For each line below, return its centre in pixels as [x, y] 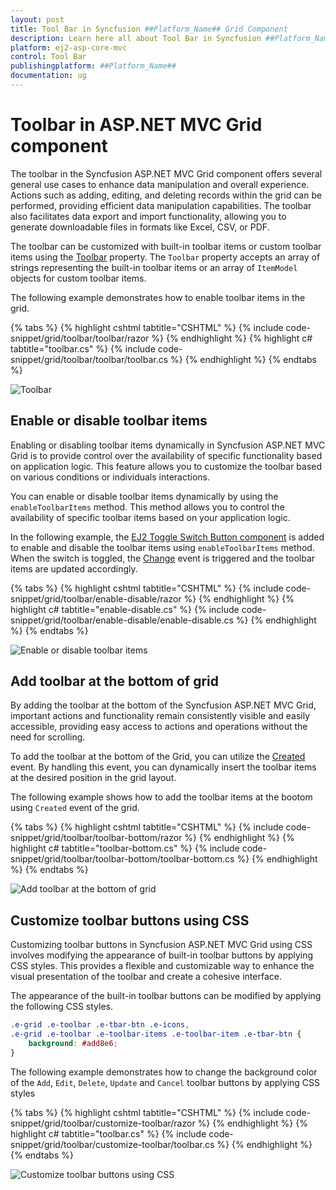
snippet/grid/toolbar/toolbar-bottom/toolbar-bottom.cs [122, 859]
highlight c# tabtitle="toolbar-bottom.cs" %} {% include [125, 848]
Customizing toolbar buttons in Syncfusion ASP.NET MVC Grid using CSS [161, 945]
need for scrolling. [48, 737]
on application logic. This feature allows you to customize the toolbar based [166, 466]
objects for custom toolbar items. [78, 278]
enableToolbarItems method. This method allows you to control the [147, 507]
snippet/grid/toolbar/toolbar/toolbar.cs [89, 359]
